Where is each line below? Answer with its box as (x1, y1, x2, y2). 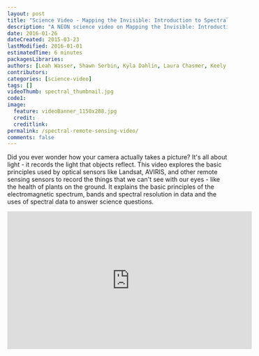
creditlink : (13, 120, 49, 128)
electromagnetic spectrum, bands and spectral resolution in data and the (7, 190, 217, 199)
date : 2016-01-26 (7, 29, 58, 37)
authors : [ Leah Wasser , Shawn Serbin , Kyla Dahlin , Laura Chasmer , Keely (7, 62, 227, 69)
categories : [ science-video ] (7, 75, 92, 83)
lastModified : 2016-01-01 (7, 43, 82, 50)
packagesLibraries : (7, 56, 64, 63)
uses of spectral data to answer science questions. (7, 197, 154, 206)
